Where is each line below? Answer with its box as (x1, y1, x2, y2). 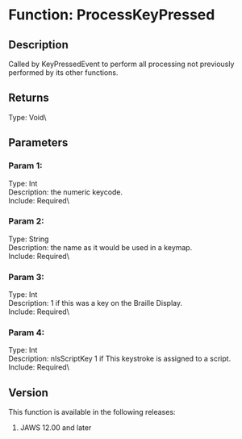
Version (8, 386, 48, 399)
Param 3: (8, 271, 44, 282)
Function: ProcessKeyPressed (8, 6, 215, 24)
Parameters (8, 136, 69, 150)
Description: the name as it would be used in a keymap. (8, 242, 193, 252)
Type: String (8, 234, 49, 244)
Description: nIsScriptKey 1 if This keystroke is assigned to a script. (8, 353, 232, 364)
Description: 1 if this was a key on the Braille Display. (8, 299, 183, 308)
